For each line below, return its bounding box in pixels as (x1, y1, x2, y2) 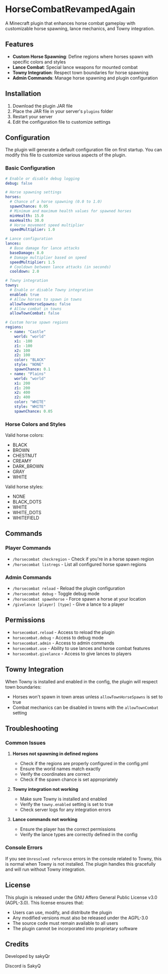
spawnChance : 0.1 (14, 367, 51, 372)
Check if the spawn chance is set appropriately (20, 776, 118, 783)
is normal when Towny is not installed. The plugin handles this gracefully (5, 861, 156, 867)
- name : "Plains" (10, 371, 46, 376)
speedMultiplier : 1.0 (10, 227, 55, 232)
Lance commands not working (12, 817, 78, 823)
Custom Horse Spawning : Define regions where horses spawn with (12, 53, 153, 59)
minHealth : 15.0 (10, 213, 44, 218)
